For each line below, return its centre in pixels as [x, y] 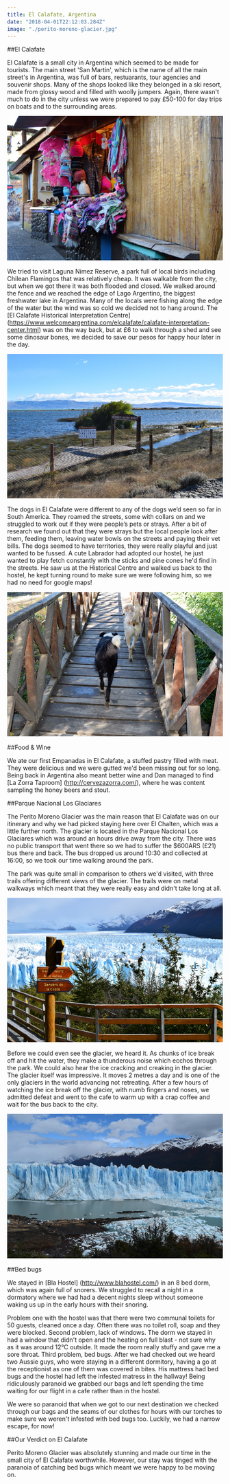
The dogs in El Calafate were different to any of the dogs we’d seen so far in [114, 509]
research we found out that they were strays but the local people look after [112, 531]
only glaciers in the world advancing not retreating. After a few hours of [108, 1083]
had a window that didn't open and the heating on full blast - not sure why [111, 1340]
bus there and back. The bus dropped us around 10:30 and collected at [107, 853]
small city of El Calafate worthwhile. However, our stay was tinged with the [112, 1460]
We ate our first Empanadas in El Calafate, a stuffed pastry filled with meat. [113, 761]
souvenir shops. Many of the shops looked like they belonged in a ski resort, [115, 85]
